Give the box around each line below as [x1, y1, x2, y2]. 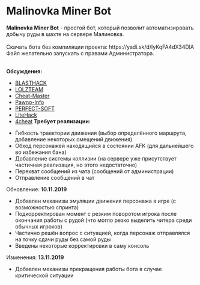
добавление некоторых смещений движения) [14, 135, 133, 142]
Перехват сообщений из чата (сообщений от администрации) [14, 167, 174, 175]
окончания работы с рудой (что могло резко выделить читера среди [14, 216, 192, 224]
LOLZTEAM [14, 85, 44, 93]
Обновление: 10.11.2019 [6, 185, 67, 193]
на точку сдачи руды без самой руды [14, 236, 111, 243]
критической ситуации [14, 272, 74, 279]
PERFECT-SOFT [14, 105, 55, 112]
